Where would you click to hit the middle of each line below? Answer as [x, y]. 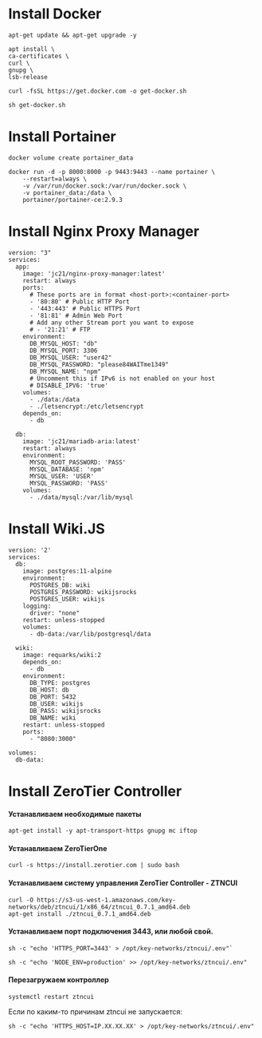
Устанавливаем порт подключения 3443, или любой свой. [111, 932]
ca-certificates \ [39, 56]
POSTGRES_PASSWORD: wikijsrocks [83, 592]
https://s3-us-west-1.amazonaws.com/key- [107, 900]
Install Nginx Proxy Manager [104, 232]
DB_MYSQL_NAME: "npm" [65, 371]
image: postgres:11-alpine [67, 571]
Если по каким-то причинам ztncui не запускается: [96, 1012]
